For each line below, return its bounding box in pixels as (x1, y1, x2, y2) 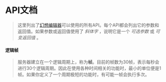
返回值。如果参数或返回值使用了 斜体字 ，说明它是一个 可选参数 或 (17, 28, 154, 34)
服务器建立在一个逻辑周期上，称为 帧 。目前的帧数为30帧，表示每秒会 (17, 59, 159, 65)
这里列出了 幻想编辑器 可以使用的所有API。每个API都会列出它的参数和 (17, 22, 159, 28)
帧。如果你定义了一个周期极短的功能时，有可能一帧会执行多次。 (17, 71, 149, 77)
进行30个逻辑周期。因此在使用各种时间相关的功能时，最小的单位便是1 (17, 65, 161, 71)
